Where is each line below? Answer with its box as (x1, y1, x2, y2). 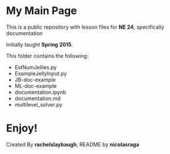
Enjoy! (6, 122, 38, 135)
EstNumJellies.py (14, 63, 57, 71)
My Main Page (6, 4, 78, 18)
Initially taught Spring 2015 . (6, 41, 74, 48)
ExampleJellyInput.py (14, 70, 67, 77)
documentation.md (14, 95, 61, 102)
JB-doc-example (14, 76, 56, 83)
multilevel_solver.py (14, 101, 63, 108)
